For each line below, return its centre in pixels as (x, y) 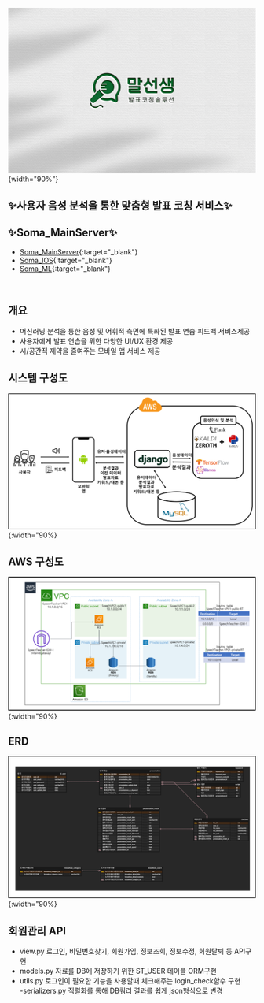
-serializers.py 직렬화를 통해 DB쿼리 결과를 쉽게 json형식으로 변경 (121, 991)
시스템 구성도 (38, 378)
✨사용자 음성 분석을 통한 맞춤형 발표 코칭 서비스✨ (120, 206)
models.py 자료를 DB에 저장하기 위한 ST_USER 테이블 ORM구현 (118, 971)
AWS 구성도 (36, 562)
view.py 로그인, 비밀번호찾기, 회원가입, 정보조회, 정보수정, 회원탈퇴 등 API (132, 951)
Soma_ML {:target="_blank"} (65, 269)
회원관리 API (37, 931)
